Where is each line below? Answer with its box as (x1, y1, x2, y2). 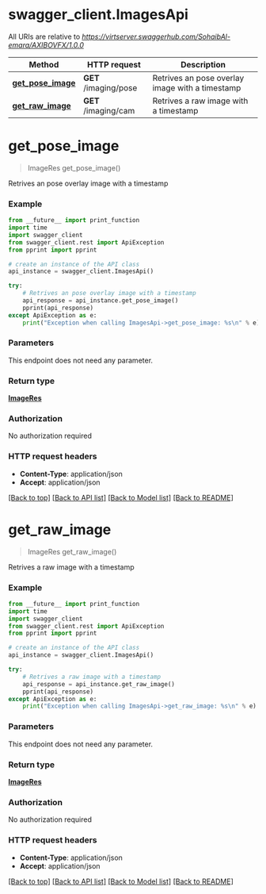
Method (28, 59, 59, 70)
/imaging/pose (82, 82, 138, 93)
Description (180, 59, 226, 70)
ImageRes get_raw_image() (27, 547, 117, 556)
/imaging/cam (82, 105, 135, 116)
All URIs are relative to (8, 32, 81, 41)
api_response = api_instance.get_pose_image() (22, 297, 179, 305)
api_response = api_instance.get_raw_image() (22, 680, 176, 688)
